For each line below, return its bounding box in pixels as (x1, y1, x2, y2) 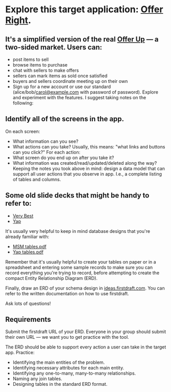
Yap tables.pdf (12, 249, 44, 255)
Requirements (5, 315, 51, 324)
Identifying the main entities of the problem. (12, 359, 105, 365)
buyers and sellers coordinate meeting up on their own (12, 78, 128, 84)
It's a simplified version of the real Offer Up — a (5, 35, 159, 43)
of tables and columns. (12, 176, 61, 182)
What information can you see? (12, 138, 79, 144)
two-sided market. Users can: (5, 42, 103, 52)
